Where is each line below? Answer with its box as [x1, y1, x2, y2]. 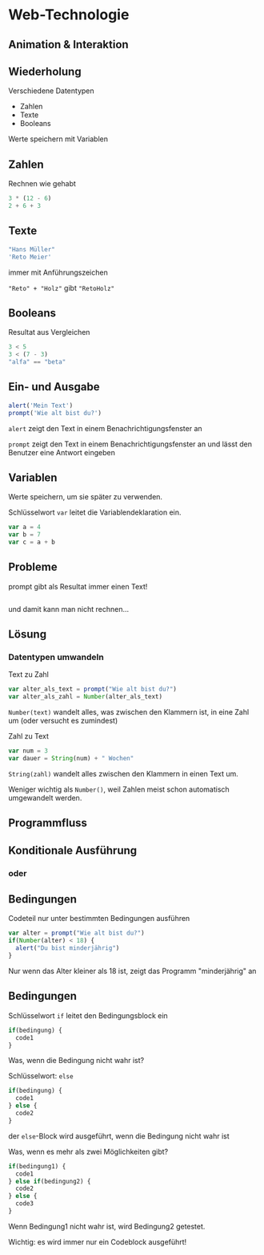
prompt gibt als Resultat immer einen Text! [8, 581, 148, 591]
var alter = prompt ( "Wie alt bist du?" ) [8, 929, 146, 937]
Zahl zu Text [8, 731, 50, 741]
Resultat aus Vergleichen [8, 328, 90, 337]
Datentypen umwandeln [8, 652, 104, 663]
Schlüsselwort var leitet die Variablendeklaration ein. [8, 507, 182, 517]
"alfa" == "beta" [8, 358, 66, 366]
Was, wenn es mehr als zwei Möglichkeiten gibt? [8, 1147, 169, 1156]
